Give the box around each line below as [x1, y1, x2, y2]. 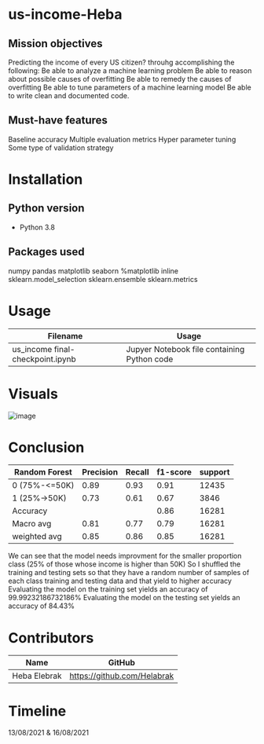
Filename [47, 330, 83, 341]
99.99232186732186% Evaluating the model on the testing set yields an [8, 593, 240, 603]
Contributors [8, 629, 94, 647]
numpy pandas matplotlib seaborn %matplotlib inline [8, 266, 179, 276]
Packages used [8, 245, 85, 258]
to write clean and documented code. [8, 91, 130, 100]
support [199, 467, 230, 478]
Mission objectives [8, 37, 103, 50]
